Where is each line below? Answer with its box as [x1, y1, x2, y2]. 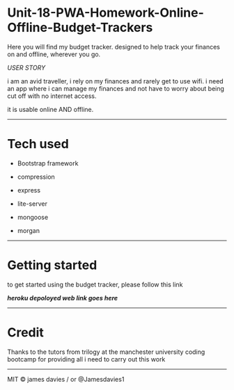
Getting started [7, 257, 97, 273]
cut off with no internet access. [7, 92, 97, 100]
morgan [17, 226, 40, 234]
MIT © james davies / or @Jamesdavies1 [7, 375, 125, 383]
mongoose [17, 213, 49, 221]
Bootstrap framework [17, 159, 79, 168]
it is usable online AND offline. [7, 105, 94, 113]
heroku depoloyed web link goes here [7, 293, 118, 302]
